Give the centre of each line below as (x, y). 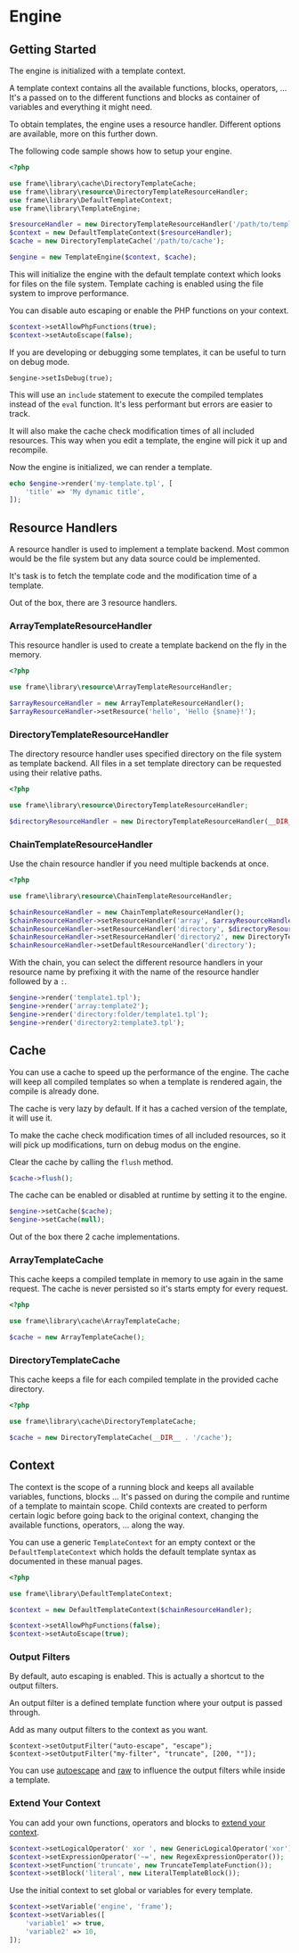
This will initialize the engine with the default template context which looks (145, 274)
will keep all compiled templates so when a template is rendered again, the (146, 1081)
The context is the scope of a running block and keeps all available (132, 1486)
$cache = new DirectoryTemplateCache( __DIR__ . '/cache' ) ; (121, 1438)
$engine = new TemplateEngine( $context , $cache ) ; (103, 257)
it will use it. (31, 1118)
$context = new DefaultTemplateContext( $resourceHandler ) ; (121, 233)
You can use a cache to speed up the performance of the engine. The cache (149, 1072)
